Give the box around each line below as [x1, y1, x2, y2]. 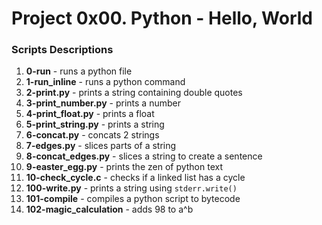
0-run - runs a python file [25, 65, 133, 77]
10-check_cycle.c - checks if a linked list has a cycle [25, 172, 246, 184]
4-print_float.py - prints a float [25, 108, 155, 120]
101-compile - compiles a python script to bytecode [25, 193, 241, 205]
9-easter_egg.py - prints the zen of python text [25, 161, 224, 173]
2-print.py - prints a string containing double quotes [25, 87, 243, 99]
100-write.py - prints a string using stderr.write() [25, 182, 238, 194]
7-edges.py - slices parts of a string [25, 140, 177, 152]
